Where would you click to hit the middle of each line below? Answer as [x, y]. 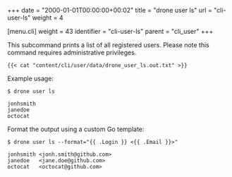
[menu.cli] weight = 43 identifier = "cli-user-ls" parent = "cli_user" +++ [110, 31]
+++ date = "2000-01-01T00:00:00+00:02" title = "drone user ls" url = [110, 10]
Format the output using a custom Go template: [76, 129]
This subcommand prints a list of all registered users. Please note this [109, 45]
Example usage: [31, 78]
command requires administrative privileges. [72, 53]
